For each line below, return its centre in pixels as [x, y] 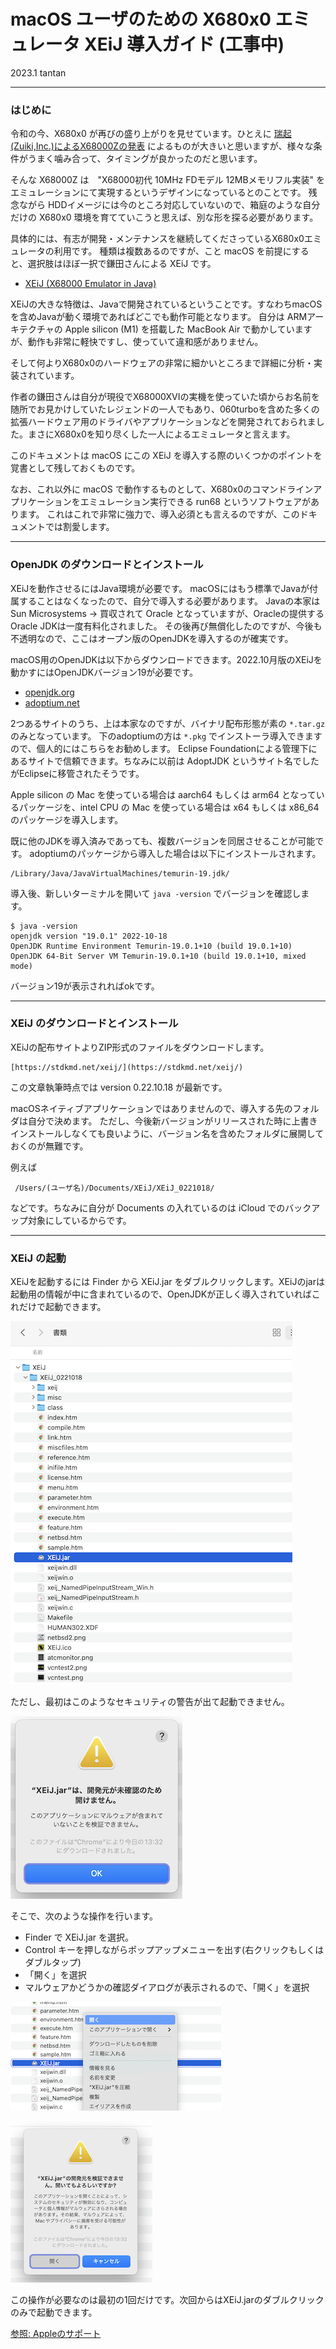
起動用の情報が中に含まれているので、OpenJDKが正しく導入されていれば [161, 1294]
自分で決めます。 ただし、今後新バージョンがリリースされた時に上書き [172, 1121]
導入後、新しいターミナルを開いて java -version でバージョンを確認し [156, 893]
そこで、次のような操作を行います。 [84, 1916]
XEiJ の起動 [38, 1258]
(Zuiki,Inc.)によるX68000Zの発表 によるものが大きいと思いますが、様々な [162, 146]
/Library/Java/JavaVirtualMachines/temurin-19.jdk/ [120, 873]
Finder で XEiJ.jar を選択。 [79, 1937]
